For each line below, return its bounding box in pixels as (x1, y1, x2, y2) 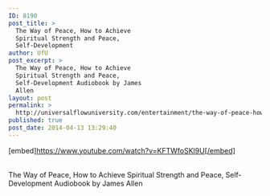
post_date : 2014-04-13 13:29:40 (8, 124, 117, 132)
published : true (8, 116, 63, 125)
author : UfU (8, 49, 48, 57)
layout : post (8, 94, 52, 102)
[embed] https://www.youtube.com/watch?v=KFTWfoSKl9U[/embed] (8, 145, 235, 155)
